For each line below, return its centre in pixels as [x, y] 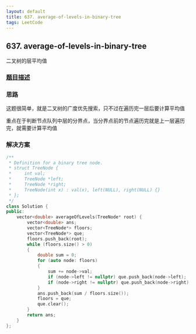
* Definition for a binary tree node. [56, 163]
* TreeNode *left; [36, 179]
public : [15, 212]
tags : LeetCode [24, 22]
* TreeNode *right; [37, 185]
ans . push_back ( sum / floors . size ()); [83, 293]
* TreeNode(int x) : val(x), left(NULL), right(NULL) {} [84, 190]
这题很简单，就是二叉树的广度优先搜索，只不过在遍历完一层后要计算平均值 [95, 108]
